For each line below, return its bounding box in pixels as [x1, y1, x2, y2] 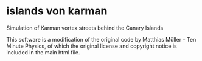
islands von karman [6, 4, 108, 18]
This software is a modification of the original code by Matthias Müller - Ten [6, 36, 197, 43]
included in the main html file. [6, 48, 80, 56]
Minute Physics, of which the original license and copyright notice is [6, 42, 178, 50]
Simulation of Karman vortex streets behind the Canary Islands [6, 24, 164, 31]
